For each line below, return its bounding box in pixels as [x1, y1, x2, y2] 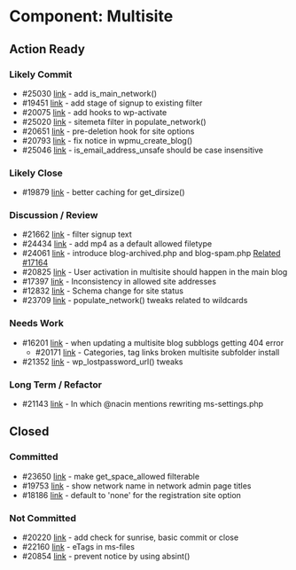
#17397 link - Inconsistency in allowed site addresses [21, 277, 217, 287]
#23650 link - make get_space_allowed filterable [21, 471, 200, 481]
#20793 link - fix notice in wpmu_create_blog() [21, 135, 193, 145]
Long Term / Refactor [9, 379, 103, 391]
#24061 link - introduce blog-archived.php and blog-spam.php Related [21, 248, 281, 259]
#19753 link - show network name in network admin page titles [21, 480, 252, 491]
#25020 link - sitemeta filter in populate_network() [21, 116, 206, 127]
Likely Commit [9, 68, 73, 81]
